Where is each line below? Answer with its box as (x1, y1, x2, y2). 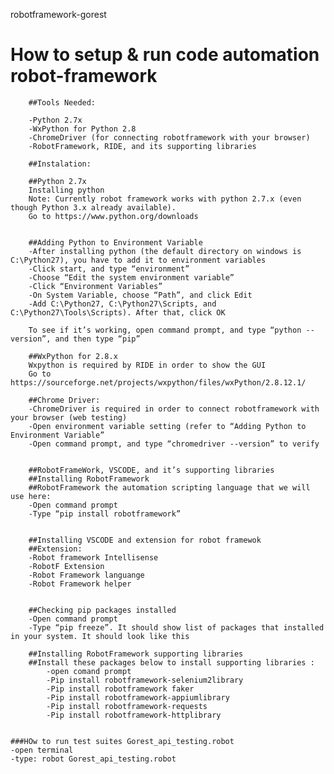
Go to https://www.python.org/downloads (28, 211, 199, 221)
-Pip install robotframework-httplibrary (46, 710, 222, 720)
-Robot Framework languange (28, 570, 145, 580)
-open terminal (10, 745, 74, 755)
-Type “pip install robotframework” (28, 509, 182, 519)
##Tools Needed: (28, 97, 97, 108)
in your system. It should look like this (10, 631, 190, 641)
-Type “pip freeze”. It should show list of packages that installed (28, 622, 325, 633)
